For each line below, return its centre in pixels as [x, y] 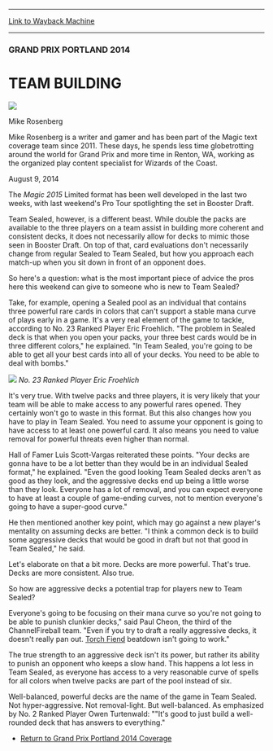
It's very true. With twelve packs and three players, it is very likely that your [134, 395]
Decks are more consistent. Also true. [71, 573]
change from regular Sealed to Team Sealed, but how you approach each [131, 253]
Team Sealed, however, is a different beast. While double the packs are [127, 219]
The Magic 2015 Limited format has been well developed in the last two [128, 194]
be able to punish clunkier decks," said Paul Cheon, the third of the [120, 621]
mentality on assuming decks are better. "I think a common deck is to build [133, 531]
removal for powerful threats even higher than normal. [99, 439]
